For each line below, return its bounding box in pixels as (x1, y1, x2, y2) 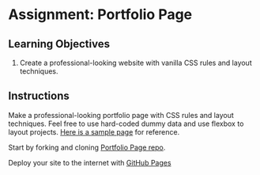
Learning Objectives (8, 37, 111, 51)
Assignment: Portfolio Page (8, 6, 193, 24)
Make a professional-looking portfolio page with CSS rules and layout (8, 110, 235, 120)
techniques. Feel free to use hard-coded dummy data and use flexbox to (8, 119, 244, 128)
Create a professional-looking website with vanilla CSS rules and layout (19, 58, 252, 67)
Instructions (8, 89, 70, 103)
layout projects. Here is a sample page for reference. (8, 127, 180, 136)
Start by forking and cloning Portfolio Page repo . (8, 143, 166, 152)
